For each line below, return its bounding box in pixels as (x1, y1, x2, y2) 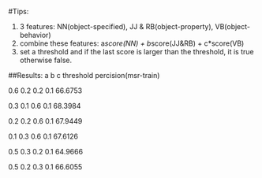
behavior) (19, 31, 51, 39)
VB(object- (215, 22, 251, 31)
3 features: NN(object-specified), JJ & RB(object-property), (19, 22, 214, 31)
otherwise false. (19, 55, 73, 65)
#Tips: (8, 7, 29, 16)
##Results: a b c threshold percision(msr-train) (8, 71, 160, 80)
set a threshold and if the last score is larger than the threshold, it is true (19, 47, 254, 56)
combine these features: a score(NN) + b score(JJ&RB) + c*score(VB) (19, 39, 245, 48)
